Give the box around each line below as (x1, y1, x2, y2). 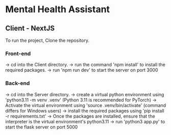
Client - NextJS (5, 24, 55, 33)
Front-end (5, 50, 31, 57)
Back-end (5, 80, 30, 87)
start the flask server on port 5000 (5, 124, 78, 130)
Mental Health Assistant (5, 4, 110, 15)
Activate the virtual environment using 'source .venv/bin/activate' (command (5, 102, 166, 108)
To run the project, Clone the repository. (5, 37, 89, 43)
